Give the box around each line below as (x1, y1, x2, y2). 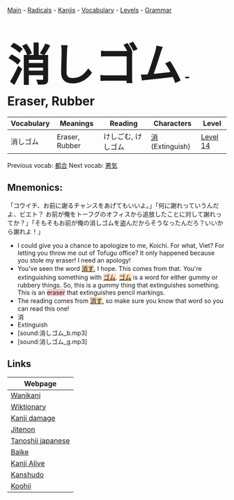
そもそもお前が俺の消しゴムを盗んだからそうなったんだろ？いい (34, 219, 217, 227)
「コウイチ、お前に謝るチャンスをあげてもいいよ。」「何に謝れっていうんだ (7, 201, 219, 210)
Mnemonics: (7, 182, 63, 194)
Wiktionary (10, 402, 47, 412)
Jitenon (10, 424, 36, 434)
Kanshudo (10, 469, 44, 479)
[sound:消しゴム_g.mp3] (17, 337, 88, 345)
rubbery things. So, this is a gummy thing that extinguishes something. (17, 281, 220, 289)
